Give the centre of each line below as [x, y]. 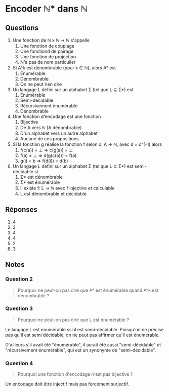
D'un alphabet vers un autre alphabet [59, 133]
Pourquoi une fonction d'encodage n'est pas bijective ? [75, 374]
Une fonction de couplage [47, 46]
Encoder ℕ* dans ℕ [46, 9]
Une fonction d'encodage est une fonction [57, 116]
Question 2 [19, 279]
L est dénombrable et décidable [53, 194]
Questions [22, 28]
